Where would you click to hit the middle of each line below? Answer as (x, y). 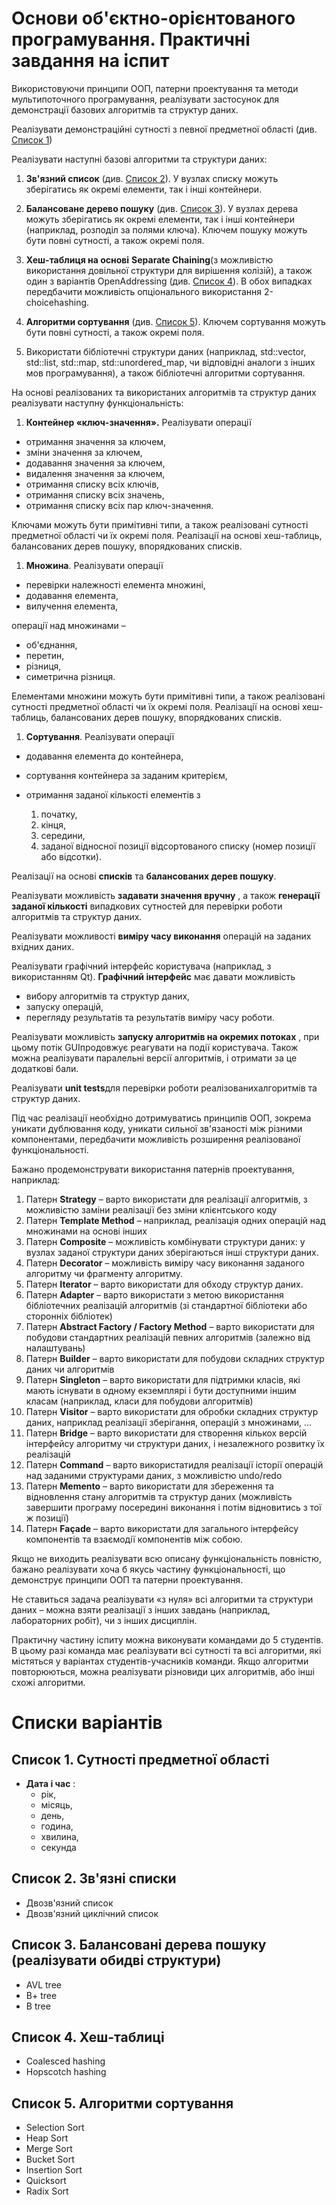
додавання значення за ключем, (95, 463)
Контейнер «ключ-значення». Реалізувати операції (138, 422)
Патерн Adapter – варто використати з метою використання (154, 1294)
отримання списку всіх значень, (95, 494)
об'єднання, (51, 644)
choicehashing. (57, 302)
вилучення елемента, (72, 606)
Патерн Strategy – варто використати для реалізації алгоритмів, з (166, 1199)
